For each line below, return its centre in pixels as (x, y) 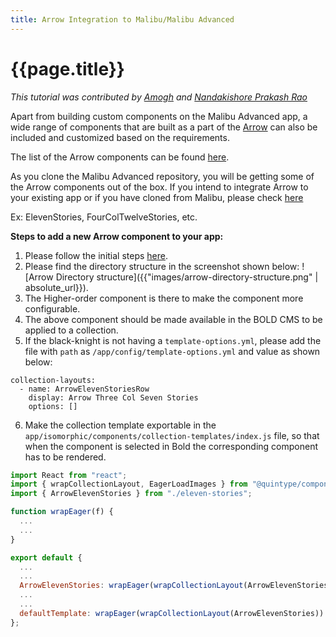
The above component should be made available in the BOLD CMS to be (173, 319)
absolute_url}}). (56, 287)
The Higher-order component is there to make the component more (164, 298)
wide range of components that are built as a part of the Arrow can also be (164, 127)
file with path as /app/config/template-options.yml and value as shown (172, 351)
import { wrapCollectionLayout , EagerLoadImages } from (129, 484)
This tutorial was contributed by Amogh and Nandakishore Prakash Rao (159, 97)
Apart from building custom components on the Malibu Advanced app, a (159, 116)
